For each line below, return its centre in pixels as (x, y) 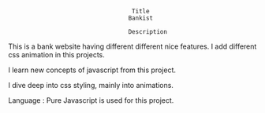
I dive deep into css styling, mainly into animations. (91, 85)
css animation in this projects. (56, 55)
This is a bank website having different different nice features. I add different (132, 46)
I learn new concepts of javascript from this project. (92, 70)
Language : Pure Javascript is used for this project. (91, 100)
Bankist (141, 18)
